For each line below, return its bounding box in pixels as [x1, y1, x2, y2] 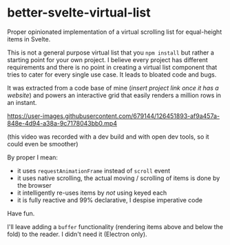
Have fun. [7, 209, 35, 217]
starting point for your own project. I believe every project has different [7, 55, 208, 63]
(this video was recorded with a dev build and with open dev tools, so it [7, 133, 209, 141]
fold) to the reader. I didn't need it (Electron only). [7, 230, 147, 238]
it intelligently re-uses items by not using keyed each [17, 188, 167, 197]
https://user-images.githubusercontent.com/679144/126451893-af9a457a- [7, 112, 220, 120]
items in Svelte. [7, 35, 51, 43]
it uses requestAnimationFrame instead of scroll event [17, 166, 171, 175]
